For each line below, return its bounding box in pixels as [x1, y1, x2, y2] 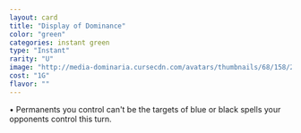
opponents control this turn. [9, 113, 112, 124]
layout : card [9, 12, 58, 22]
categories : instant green [9, 37, 110, 47]
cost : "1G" [9, 71, 50, 80]
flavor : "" [9, 79, 50, 88]
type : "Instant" [9, 46, 70, 55]
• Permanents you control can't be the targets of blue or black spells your [9, 104, 281, 114]
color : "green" [9, 29, 66, 38]
